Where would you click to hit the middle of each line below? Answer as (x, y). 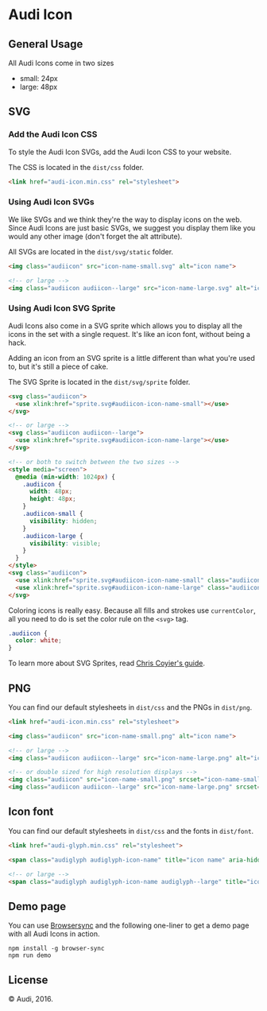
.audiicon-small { (53, 514)
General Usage (46, 44)
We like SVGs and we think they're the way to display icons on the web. (125, 219)
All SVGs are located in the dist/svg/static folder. (91, 251)
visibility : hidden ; (63, 521)
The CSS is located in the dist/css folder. (76, 167)
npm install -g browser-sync (56, 949)
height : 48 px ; (53, 499)
